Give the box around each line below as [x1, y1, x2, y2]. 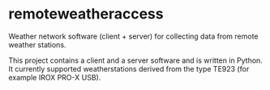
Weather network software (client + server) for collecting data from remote [8, 31, 259, 41]
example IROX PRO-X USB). [8, 72, 101, 82]
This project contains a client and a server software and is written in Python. [8, 55, 264, 65]
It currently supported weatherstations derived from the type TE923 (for [8, 63, 250, 73]
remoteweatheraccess [8, 5, 164, 23]
